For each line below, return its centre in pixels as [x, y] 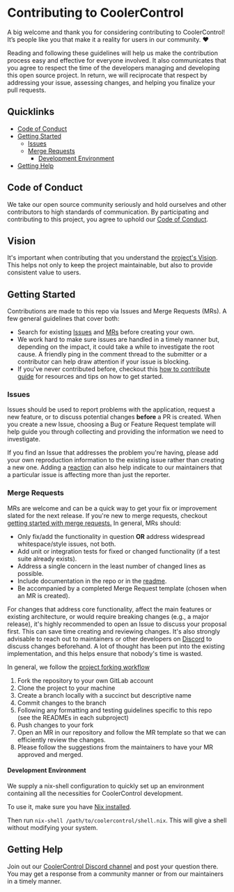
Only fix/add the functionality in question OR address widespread [111, 536]
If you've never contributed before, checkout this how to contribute [114, 369]
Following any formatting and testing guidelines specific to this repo [115, 710]
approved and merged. [50, 754]
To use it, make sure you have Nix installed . [69, 806]
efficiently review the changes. [61, 740]
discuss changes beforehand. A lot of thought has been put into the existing [116, 646]
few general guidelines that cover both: [63, 319]
